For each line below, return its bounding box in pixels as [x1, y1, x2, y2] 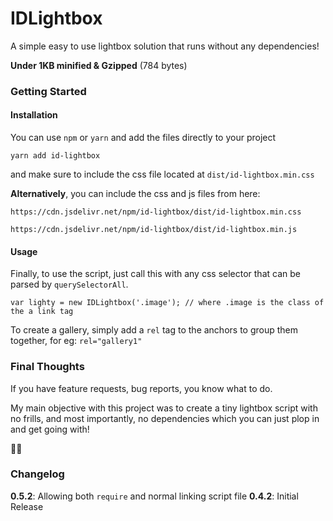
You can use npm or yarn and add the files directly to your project [10, 132, 277, 144]
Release [10, 500, 44, 512]
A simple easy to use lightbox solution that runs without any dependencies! [10, 40, 320, 52]
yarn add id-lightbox [10, 151, 101, 161]
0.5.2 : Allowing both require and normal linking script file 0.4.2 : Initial [10, 490, 299, 502]
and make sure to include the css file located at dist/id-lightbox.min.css [10, 168, 315, 181]
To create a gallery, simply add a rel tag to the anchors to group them [10, 324, 299, 336]
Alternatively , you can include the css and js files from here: [10, 188, 261, 200]
